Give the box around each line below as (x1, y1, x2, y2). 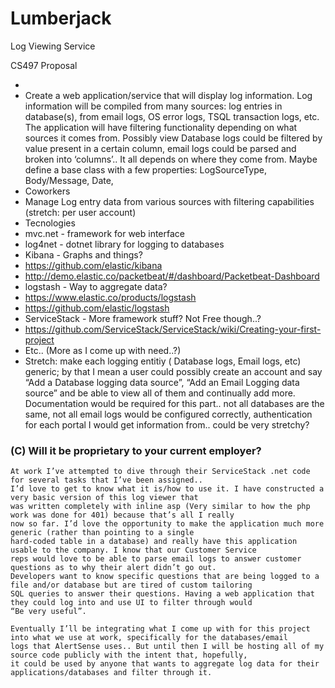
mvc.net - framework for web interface (24, 227, 185, 239)
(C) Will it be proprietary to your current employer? (10, 443, 262, 457)
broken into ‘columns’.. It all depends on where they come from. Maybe (24, 153, 318, 165)
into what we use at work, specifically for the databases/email (10, 633, 288, 643)
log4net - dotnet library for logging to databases (24, 238, 225, 250)
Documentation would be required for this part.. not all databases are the (24, 397, 325, 409)
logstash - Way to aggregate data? (24, 280, 168, 292)
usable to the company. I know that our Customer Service (10, 545, 257, 556)
